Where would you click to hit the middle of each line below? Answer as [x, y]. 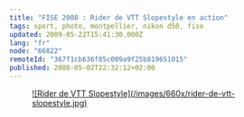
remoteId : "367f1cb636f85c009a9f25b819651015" [99, 59]
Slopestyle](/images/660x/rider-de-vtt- [161, 93]
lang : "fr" [30, 43]
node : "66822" [36, 51]
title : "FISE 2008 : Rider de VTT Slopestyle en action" [119, 18]
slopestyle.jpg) [60, 103]
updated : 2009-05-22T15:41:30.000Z [76, 34]
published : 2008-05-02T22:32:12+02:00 [82, 68]
